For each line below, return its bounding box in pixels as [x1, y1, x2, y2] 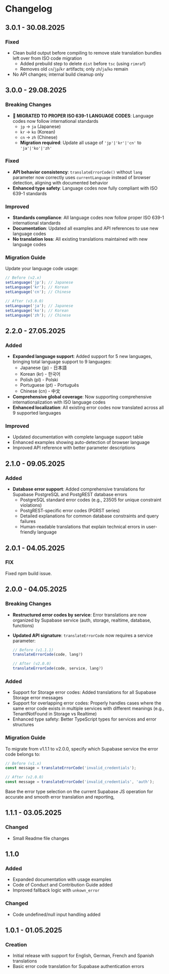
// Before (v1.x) [5, 761, 42, 766]
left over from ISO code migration [12, 55, 82, 61]
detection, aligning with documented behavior [12, 180, 108, 186]
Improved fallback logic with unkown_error [12, 887, 100, 893]
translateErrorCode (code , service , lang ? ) [12, 666, 103, 671]
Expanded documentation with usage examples [12, 876, 111, 882]
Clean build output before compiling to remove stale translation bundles [12, 50, 162, 56]
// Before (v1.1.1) [12, 647, 54, 652]
